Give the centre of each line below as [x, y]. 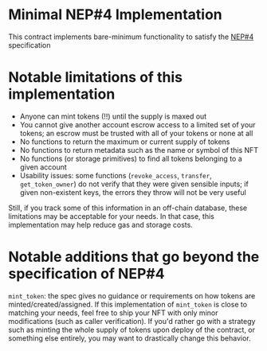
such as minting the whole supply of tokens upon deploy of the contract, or [132, 330]
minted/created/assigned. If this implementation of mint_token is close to [128, 304]
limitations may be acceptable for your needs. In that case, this [112, 216]
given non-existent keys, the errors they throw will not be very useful [133, 192]
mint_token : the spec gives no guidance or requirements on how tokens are [132, 295]
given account [43, 167]
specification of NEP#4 [86, 274]
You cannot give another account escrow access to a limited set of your [138, 124]
